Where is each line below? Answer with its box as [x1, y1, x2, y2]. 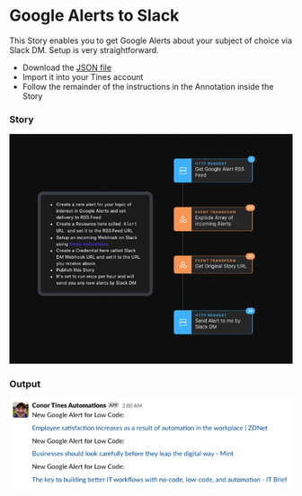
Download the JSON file [22, 62, 112, 73]
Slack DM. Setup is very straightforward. [9, 44, 159, 55]
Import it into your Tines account [22, 71, 144, 82]
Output [9, 377, 41, 390]
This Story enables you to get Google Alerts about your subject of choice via [9, 35, 293, 46]
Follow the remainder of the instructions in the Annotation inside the [22, 81, 274, 92]
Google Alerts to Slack [9, 5, 180, 26]
